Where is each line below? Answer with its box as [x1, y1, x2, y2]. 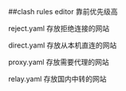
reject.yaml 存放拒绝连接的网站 [8, 24, 110, 33]
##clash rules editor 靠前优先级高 [8, 7, 118, 16]
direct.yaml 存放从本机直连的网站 [8, 40, 117, 50]
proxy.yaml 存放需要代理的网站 [8, 58, 109, 66]
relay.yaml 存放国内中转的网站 [8, 74, 107, 83]
